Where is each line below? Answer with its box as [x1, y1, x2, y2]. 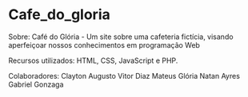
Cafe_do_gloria [8, 6, 110, 24]
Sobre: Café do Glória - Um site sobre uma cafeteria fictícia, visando [8, 32, 234, 41]
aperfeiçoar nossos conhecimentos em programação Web [8, 40, 200, 49]
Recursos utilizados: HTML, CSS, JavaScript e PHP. [8, 56, 178, 65]
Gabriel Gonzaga [8, 80, 64, 89]
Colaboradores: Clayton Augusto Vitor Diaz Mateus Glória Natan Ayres [8, 71, 240, 80]
